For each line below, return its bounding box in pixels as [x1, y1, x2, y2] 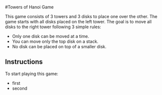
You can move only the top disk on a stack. [12, 38, 99, 44]
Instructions [5, 58, 43, 66]
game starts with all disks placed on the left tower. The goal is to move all [5, 19, 152, 24]
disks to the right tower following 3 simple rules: [5, 24, 101, 30]
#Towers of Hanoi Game [5, 4, 54, 10]
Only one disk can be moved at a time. [12, 34, 89, 39]
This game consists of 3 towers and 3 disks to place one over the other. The [5, 14, 158, 19]
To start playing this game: [5, 71, 58, 76]
